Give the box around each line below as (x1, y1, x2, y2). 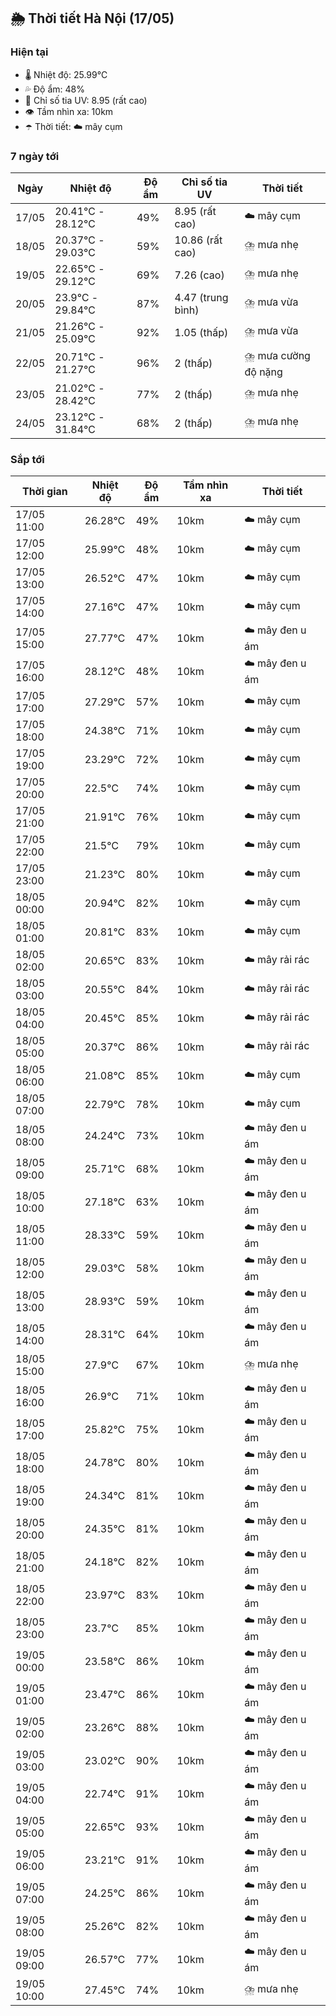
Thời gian (21, 485, 68, 499)
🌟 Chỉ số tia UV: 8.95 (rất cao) (24, 94, 148, 106)
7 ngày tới (10, 149, 60, 163)
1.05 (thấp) (174, 325, 229, 339)
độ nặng (244, 365, 283, 379)
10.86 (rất (174, 233, 223, 247)
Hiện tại (10, 45, 49, 59)
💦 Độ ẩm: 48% (24, 83, 86, 95)
